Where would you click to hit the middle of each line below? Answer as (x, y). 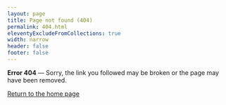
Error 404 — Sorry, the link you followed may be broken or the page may (113, 72)
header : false (28, 46)
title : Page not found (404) (50, 20)
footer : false (28, 53)
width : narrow (28, 40)
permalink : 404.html (38, 27)
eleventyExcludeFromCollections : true (64, 33)
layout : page (26, 14)
